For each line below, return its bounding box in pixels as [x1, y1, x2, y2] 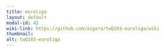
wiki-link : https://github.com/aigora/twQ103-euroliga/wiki [6, 25, 160, 32]
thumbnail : [6, 31, 34, 37]
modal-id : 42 [6, 20, 39, 26]
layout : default [6, 14, 47, 20]
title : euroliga [6, 8, 47, 15]
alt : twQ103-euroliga [6, 36, 61, 42]
